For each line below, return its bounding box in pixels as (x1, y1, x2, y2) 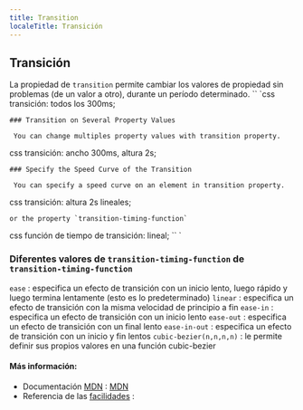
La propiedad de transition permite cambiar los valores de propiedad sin (9, 79, 284, 91)
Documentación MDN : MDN (22, 381, 129, 392)
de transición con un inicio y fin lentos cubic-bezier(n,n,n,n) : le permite (9, 330, 283, 341)
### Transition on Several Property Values (9, 116, 176, 125)
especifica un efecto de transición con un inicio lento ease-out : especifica (9, 311, 287, 322)
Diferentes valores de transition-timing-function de (9, 253, 245, 265)
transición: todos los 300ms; (9, 99, 116, 110)
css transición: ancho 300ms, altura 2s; (9, 148, 156, 158)
